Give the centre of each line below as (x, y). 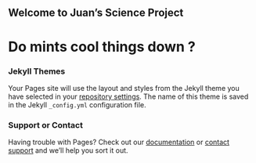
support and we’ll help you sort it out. (68, 150)
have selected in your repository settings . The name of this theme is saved (128, 96)
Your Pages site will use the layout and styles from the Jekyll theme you (124, 88)
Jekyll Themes (37, 71)
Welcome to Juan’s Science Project (96, 13)
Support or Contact (46, 125)
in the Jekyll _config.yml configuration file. (77, 104)
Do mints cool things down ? (102, 47)
